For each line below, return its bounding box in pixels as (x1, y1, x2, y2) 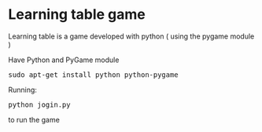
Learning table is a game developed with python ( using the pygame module (8, 31, 255, 41)
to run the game (8, 115, 61, 124)
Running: (8, 85, 38, 94)
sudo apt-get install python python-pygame (8, 70, 179, 79)
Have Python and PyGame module (8, 55, 120, 64)
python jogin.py (8, 100, 71, 109)
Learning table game (8, 5, 146, 24)
